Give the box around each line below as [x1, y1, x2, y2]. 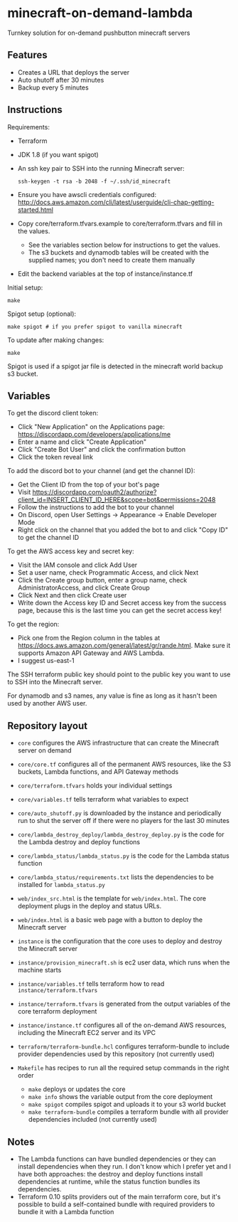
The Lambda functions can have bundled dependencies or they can [17, 1154, 217, 1163]
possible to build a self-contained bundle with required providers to [17, 1200, 215, 1208]
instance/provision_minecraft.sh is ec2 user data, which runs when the [17, 958, 230, 967]
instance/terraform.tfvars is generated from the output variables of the [17, 999, 231, 1008]
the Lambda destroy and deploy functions [17, 838, 141, 846]
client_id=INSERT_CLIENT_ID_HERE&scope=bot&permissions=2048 [17, 496, 216, 504]
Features [7, 49, 48, 61]
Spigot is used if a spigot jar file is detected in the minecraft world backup [7, 361, 224, 371]
